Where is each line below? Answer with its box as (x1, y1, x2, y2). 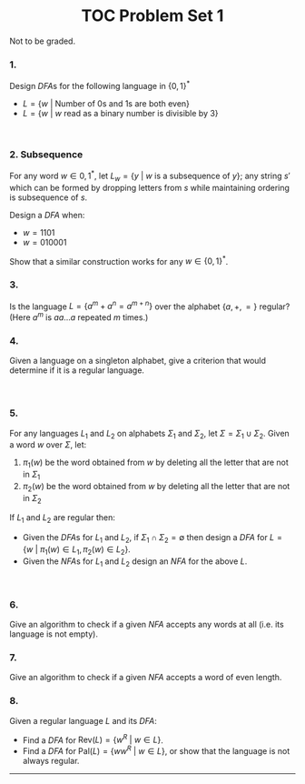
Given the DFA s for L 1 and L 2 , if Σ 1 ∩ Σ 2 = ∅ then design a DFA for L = (22, 532, 283, 546)
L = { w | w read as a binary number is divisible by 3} (22, 107, 220, 118)
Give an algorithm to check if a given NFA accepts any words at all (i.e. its (9, 618, 284, 629)
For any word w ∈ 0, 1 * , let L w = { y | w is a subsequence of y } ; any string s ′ (9, 169, 290, 183)
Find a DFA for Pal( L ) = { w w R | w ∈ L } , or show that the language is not (22, 744, 290, 756)
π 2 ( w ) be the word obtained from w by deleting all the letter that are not (22, 480, 290, 494)
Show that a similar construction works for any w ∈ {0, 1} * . (9, 254, 229, 266)
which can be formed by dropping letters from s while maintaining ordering (9, 182, 290, 193)
